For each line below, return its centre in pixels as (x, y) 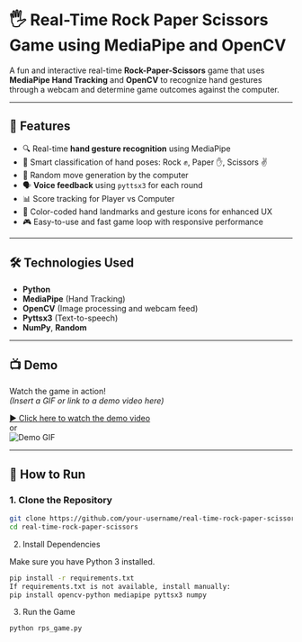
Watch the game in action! (58, 392)
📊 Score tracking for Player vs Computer (98, 198)
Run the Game (49, 612)
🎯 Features (40, 127)
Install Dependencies (61, 544)
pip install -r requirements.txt (72, 578)
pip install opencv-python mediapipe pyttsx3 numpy (108, 595)
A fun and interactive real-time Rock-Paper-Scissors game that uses (137, 70)
